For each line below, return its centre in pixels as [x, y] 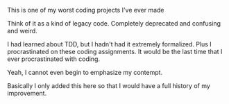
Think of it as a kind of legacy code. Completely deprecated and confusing [114, 23]
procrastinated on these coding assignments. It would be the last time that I [115, 52]
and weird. [23, 31]
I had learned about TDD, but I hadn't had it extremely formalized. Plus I [109, 44]
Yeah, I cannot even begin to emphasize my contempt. [85, 72]
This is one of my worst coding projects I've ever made [86, 10]
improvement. [27, 93]
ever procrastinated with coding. [54, 59]
